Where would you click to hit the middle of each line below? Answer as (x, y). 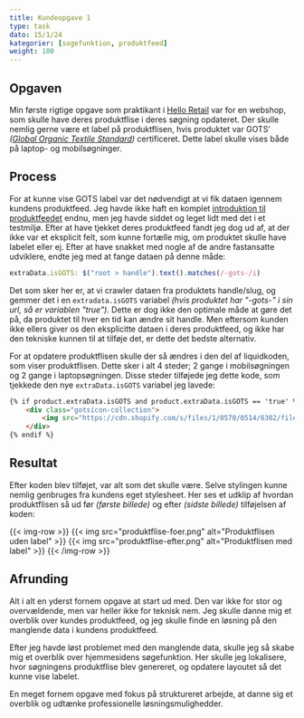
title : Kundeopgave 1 (50, 18)
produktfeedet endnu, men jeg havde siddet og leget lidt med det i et (138, 217)
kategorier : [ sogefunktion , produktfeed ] (89, 43)
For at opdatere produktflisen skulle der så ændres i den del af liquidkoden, (149, 356)
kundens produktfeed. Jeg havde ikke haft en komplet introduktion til (138, 208)
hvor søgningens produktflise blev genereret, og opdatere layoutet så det (146, 666)
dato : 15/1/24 (36, 34)
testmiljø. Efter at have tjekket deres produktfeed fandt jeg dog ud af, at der (150, 227)
